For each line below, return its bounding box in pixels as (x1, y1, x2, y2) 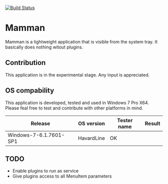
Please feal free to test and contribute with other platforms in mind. (5, 105, 143, 111)
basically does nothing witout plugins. (5, 44, 83, 50)
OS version (78, 120, 105, 127)
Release (30, 120, 50, 127)
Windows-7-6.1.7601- (7, 131, 65, 138)
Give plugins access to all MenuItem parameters (12, 173, 112, 179)
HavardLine (78, 134, 105, 141)
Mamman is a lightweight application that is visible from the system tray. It (5, 38, 158, 44)
